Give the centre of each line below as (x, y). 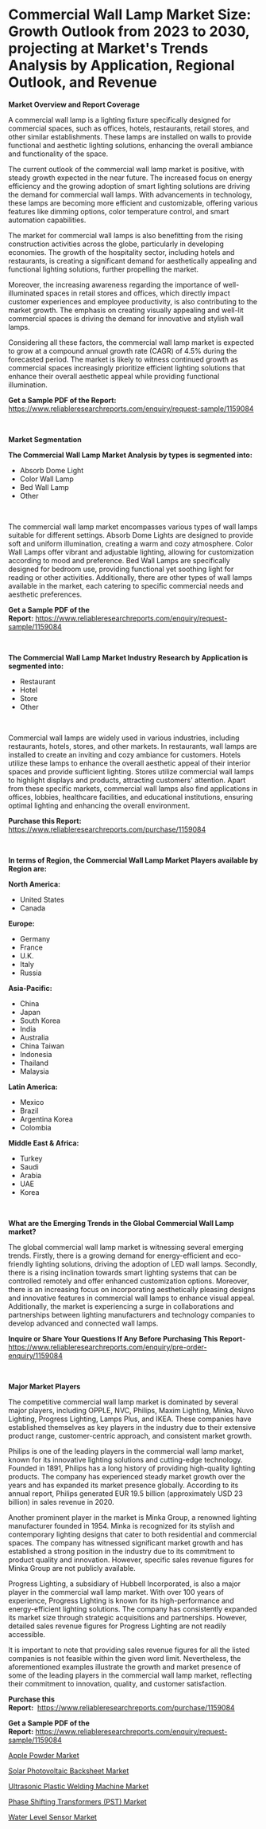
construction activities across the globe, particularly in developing (116, 244)
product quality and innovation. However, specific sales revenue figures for (131, 1560)
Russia (31, 973)
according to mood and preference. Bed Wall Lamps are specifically (119, 560)
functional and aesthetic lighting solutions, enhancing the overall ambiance (131, 145)
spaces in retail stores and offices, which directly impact (138, 293)
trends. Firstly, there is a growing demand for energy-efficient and (116, 1255)
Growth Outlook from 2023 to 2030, (129, 31)
